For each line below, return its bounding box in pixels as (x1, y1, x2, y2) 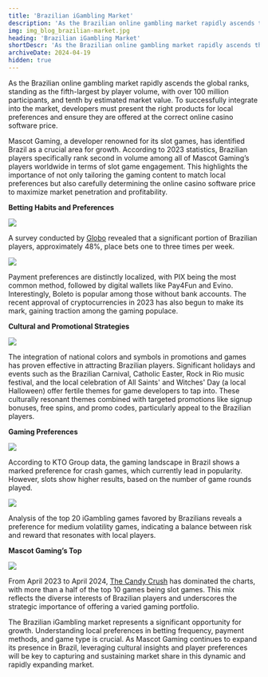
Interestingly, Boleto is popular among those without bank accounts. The (8, 289, 247, 298)
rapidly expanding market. (8, 659, 94, 669)
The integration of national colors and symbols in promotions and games (8, 352, 247, 361)
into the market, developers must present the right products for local (8, 103, 234, 113)
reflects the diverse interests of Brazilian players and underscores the (8, 593, 238, 603)
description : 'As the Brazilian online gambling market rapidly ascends (8, 19, 255, 27)
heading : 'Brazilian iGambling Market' (8, 34, 141, 42)
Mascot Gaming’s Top (8, 545, 82, 556)
